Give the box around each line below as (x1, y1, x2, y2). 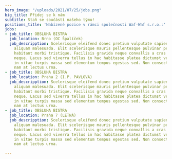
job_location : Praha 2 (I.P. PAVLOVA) (9, 75, 93, 80)
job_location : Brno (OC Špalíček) (9, 37, 83, 42)
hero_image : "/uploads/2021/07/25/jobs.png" (5, 7, 102, 13)
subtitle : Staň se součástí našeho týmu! (5, 17, 95, 22)
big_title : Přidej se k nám (5, 12, 65, 17)
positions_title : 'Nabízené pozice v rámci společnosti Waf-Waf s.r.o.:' (5, 22, 166, 27)
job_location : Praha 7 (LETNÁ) (9, 113, 77, 118)
